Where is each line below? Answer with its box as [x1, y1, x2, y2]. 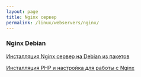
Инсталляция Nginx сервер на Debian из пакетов [6, 53, 130, 60]
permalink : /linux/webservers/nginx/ [6, 20, 100, 25]
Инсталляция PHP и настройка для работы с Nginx [6, 64, 135, 71]
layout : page [6, 8, 39, 15]
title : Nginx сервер [6, 14, 57, 20]
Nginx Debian [6, 39, 46, 47]
